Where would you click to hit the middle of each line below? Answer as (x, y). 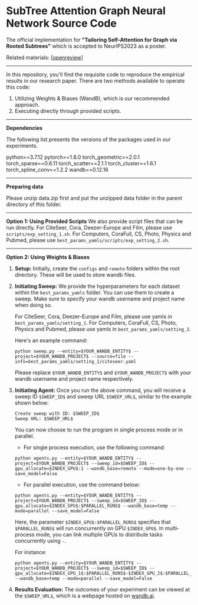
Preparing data (25, 187)
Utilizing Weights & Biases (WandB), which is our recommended (92, 98)
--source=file (108, 356)
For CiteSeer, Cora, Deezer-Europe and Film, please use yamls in (93, 316)
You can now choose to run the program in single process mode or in (99, 430)
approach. (27, 104)
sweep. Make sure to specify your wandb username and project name (100, 299)
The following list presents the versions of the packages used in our (88, 139)
